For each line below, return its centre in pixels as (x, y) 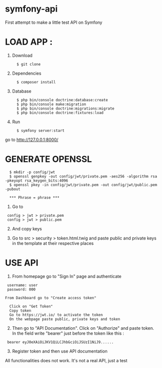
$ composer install (36, 82)
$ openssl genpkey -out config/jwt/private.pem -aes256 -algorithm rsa (83, 176)
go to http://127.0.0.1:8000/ (32, 140)
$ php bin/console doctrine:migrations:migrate (66, 108)
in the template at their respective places (53, 243)
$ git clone (29, 64)
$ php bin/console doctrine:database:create (62, 100)
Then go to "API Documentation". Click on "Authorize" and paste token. (83, 328)
